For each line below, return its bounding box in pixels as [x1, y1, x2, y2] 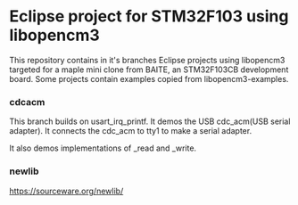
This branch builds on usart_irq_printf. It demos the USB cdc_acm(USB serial [9, 116, 291, 127]
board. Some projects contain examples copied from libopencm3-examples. [9, 73, 289, 84]
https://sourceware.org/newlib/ [9, 185, 124, 196]
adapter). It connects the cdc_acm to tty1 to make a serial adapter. [9, 126, 252, 136]
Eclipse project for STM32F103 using [9, 6, 289, 27]
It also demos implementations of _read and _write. [9, 143, 197, 153]
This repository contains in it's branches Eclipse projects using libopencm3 [9, 54, 286, 65]
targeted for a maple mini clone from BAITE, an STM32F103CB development [9, 64, 289, 75]
